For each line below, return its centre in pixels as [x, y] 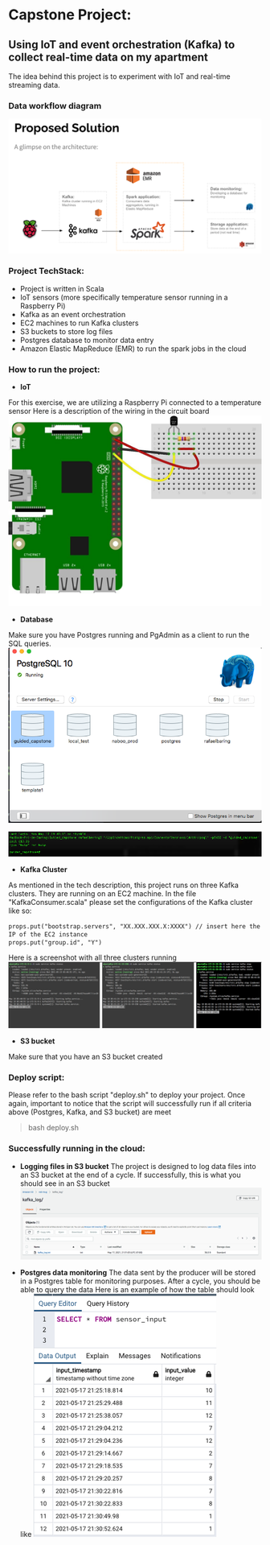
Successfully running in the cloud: [77, 1149]
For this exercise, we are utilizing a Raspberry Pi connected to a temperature [135, 403]
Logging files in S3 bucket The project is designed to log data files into [138, 1166]
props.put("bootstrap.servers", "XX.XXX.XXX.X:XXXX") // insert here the [135, 927]
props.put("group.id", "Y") [55, 943]
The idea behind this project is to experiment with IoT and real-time [119, 76]
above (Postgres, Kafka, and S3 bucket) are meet [90, 1112]
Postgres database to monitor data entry [87, 340]
